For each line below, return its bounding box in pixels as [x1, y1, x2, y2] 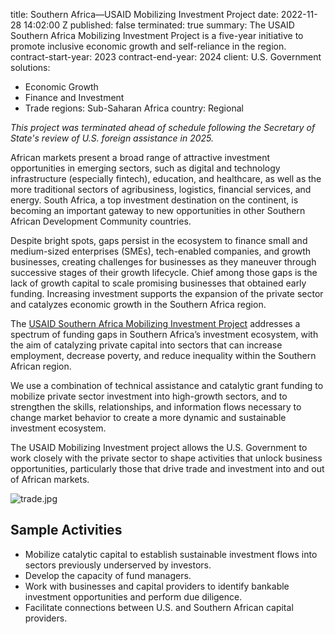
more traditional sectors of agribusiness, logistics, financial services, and [10, 184, 312, 195]
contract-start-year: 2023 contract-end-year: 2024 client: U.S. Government [10, 51, 322, 63]
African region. [10, 360, 72, 372]
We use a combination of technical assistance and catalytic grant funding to [10, 380, 324, 391]
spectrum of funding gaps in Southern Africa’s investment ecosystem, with [10, 329, 319, 340]
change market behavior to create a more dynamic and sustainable [10, 412, 287, 423]
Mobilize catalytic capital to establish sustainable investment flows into [24, 548, 318, 560]
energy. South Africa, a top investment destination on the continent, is [10, 194, 299, 206]
